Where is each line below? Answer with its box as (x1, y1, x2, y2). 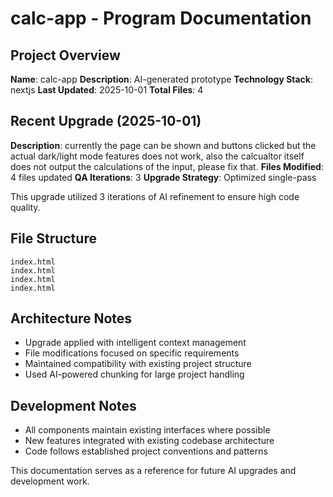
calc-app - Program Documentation (10, 7, 312, 30)
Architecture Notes (10, 310, 133, 327)
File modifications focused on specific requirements (24, 347, 240, 359)
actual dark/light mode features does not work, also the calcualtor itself (10, 150, 305, 162)
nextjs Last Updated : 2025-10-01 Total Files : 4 (10, 84, 204, 96)
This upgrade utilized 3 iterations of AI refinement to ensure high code (10, 190, 300, 202)
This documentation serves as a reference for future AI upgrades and (10, 465, 297, 477)
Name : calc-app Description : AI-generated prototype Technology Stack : (10, 73, 314, 85)
